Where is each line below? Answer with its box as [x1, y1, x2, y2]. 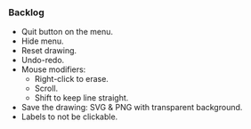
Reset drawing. [20, 45, 77, 56]
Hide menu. [20, 36, 64, 46]
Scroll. [34, 83, 59, 94]
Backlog [8, 6, 45, 19]
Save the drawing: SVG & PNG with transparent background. [20, 102, 243, 113]
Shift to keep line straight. [34, 93, 129, 103]
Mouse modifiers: [20, 64, 86, 75]
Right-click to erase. [34, 74, 109, 85]
